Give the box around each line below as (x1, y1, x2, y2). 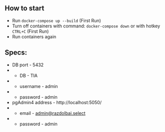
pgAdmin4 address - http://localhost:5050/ (12, 99, 102, 105)
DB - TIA (19, 72, 38, 78)
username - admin (19, 83, 59, 89)
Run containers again (12, 33, 57, 39)
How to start (5, 4, 44, 13)
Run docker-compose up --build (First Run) (12, 17, 101, 23)
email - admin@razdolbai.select (19, 110, 86, 116)
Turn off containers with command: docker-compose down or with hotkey (12, 23, 160, 29)
